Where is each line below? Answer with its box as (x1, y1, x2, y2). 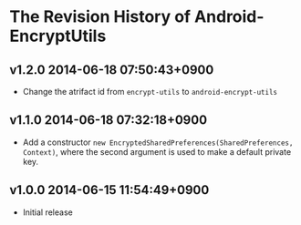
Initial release (22, 207, 73, 218)
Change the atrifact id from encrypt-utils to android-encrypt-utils (22, 87, 278, 97)
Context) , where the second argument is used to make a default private (22, 146, 292, 157)
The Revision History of (9, 6, 192, 27)
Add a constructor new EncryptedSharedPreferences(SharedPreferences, (22, 137, 294, 148)
